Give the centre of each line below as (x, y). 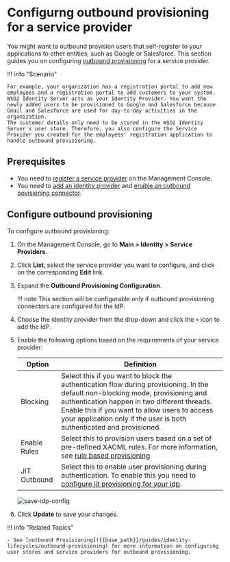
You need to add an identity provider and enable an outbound (104, 185)
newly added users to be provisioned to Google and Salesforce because (111, 104)
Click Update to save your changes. (67, 514)
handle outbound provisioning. (52, 141)
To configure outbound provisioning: (59, 231)
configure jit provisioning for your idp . (122, 484)
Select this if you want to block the (117, 375)
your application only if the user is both (124, 419)
